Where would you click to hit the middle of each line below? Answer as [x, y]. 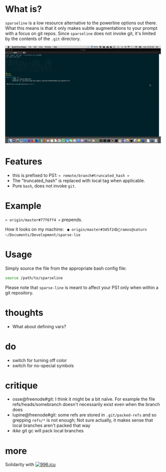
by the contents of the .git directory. [43, 39]
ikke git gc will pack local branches [48, 431]
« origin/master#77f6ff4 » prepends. [44, 220]
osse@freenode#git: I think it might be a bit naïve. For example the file [84, 399]
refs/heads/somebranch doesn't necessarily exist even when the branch [86, 405]
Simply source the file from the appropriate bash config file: [66, 268]
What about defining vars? [39, 326]
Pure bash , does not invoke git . [44, 186]
